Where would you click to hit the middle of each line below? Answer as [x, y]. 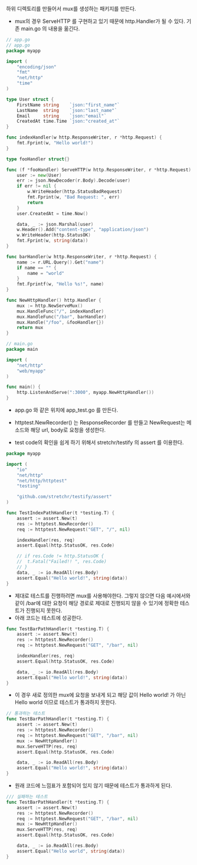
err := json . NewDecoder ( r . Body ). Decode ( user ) [74, 181]
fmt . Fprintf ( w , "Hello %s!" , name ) [60, 284]
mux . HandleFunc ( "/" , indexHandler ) [60, 311]
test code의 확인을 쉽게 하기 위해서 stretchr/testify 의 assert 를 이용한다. [99, 442]
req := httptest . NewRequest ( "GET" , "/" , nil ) [74, 529]
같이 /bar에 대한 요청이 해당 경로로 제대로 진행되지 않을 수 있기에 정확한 [96, 603]
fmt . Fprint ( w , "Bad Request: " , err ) [73, 197]
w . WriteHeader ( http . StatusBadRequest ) [75, 192]
